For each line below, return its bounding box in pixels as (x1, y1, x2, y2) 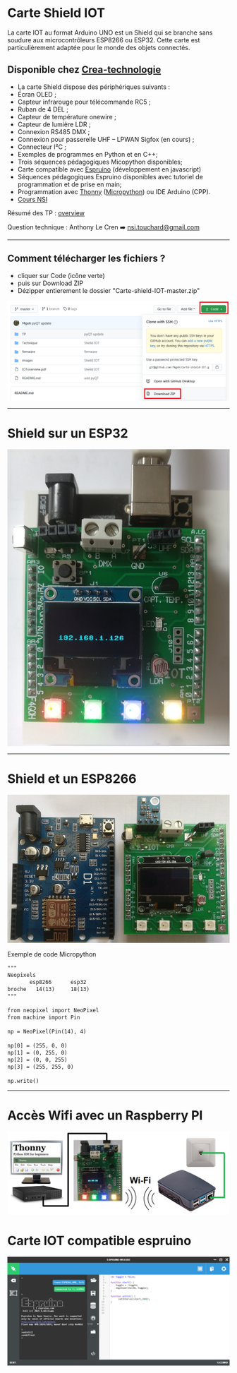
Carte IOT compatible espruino (7, 1233, 192, 1249)
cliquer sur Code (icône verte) (17, 271, 106, 280)
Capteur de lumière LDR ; (17, 120, 92, 128)
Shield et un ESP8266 (7, 771, 137, 786)
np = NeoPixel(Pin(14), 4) (7, 1029, 87, 1036)
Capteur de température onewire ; (17, 112, 116, 121)
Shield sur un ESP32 (7, 425, 128, 441)
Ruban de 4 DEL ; (17, 104, 69, 114)
